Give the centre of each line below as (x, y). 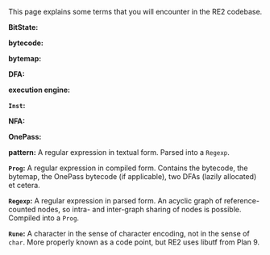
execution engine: (39, 90)
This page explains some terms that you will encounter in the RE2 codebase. (135, 12)
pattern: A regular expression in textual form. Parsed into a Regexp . (119, 152)
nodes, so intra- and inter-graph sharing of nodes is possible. (139, 209)
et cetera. (24, 185)
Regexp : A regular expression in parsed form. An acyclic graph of (115, 201)
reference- (242, 201)
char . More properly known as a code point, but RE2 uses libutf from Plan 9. (134, 242)
